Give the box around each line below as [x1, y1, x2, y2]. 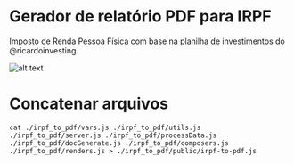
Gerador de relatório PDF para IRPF [9, 6, 272, 27]
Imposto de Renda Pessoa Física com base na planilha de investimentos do [9, 36, 285, 46]
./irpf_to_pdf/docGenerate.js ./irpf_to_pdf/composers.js [9, 138, 229, 148]
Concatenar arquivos [9, 94, 169, 114]
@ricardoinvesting [9, 45, 77, 55]
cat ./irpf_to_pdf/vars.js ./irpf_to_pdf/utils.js [9, 123, 201, 132]
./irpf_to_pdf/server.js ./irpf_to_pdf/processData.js [9, 131, 217, 140]
